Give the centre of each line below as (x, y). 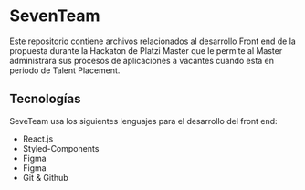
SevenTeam (55, 16)
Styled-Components (61, 148)
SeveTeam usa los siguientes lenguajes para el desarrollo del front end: (143, 121)
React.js (38, 139)
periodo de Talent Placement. (65, 70)
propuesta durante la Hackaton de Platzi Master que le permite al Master (146, 50)
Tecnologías (45, 99)
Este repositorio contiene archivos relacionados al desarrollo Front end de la (153, 41)
